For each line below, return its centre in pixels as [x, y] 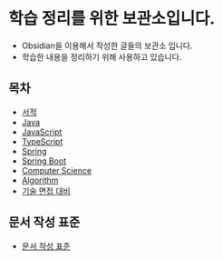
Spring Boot [44, 161]
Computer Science [57, 170]
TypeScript [42, 141]
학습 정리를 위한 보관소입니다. [112, 19]
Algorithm [40, 180]
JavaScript [42, 132]
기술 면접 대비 [46, 191]
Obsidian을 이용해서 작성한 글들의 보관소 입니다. [107, 45]
